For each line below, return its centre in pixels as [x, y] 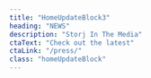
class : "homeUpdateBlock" [58, 59]
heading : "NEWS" [40, 26]
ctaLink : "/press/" [46, 51]
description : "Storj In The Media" [76, 34]
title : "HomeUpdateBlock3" [60, 17]
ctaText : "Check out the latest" [72, 43]
